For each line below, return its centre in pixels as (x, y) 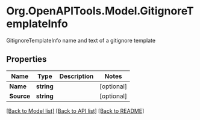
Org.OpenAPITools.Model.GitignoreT (100, 11)
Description (77, 76)
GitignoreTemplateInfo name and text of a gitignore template (81, 40)
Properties (27, 59)
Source (20, 96)
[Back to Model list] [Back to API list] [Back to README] (75, 111)
